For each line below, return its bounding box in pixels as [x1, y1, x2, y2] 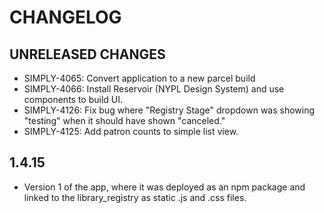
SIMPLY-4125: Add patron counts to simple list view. [23, 126, 239, 137]
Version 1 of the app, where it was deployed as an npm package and [23, 181, 306, 193]
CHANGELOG [9, 6, 122, 29]
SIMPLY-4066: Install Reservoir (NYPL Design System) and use [23, 83, 285, 95]
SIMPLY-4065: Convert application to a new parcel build [23, 72, 256, 84]
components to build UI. [23, 94, 124, 105]
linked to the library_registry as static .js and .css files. [23, 191, 247, 203]
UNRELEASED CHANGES [9, 46, 166, 63]
